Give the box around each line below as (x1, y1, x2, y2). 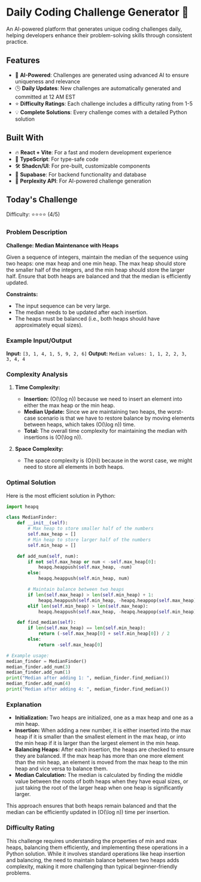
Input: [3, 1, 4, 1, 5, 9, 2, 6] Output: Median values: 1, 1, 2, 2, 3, (6, 349, 187, 357)
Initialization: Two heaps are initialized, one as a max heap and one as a (14, 714, 193, 721)
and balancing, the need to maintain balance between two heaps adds (6, 856, 179, 863)
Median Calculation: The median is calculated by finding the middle (14, 772, 183, 779)
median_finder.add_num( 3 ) (6, 663, 71, 670)
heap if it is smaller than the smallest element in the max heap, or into (14, 733, 187, 740)
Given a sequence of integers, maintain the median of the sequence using (6, 253, 188, 261)
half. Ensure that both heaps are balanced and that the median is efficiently (6, 273, 191, 280)
